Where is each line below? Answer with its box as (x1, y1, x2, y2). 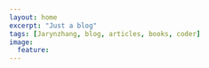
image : (9, 37, 34, 47)
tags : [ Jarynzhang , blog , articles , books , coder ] (9, 29, 201, 38)
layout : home (9, 12, 58, 22)
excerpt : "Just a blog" (9, 21, 98, 30)
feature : (17, 46, 50, 55)
